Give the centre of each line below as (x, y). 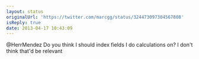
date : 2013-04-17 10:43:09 (39, 28)
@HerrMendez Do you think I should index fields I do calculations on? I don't (99, 45)
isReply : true (24, 22)
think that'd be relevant (34, 51)
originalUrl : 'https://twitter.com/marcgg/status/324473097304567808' (95, 17)
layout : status (25, 12)
